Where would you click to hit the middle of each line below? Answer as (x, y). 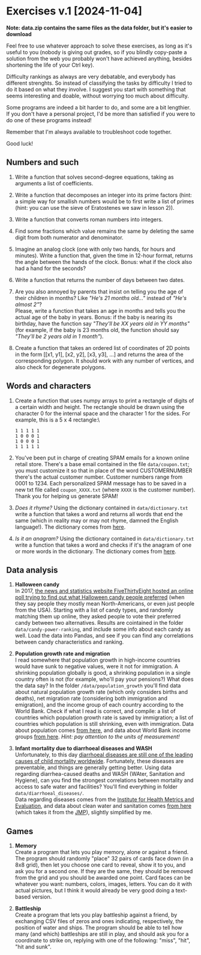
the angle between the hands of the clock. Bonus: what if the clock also (103, 262)
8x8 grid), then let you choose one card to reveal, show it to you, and (100, 865)
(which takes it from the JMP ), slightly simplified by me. (84, 812)
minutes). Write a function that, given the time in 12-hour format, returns (104, 255)
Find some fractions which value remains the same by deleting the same (104, 231)
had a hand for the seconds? (50, 268)
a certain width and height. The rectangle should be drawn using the (100, 407)
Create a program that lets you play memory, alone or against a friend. (102, 852)
